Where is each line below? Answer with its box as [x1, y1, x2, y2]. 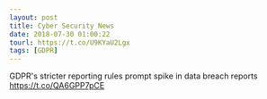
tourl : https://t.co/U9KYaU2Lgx [9, 37, 130, 47]
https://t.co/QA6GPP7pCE [9, 80, 105, 91]
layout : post [9, 12, 58, 22]
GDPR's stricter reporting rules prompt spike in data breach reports [9, 70, 258, 81]
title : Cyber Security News [9, 21, 115, 30]
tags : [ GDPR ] [9, 46, 58, 55]
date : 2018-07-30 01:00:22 [9, 29, 111, 38]
